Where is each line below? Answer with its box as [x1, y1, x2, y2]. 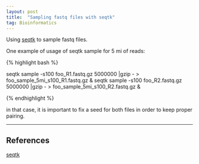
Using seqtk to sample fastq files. [6, 36, 88, 43]
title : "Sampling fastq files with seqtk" [6, 14, 115, 20]
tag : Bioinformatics [6, 20, 57, 26]
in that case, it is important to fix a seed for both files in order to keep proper [6, 106, 192, 113]
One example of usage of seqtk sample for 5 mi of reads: [6, 48, 145, 55]
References [6, 135, 50, 146]
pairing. [6, 112, 25, 119]
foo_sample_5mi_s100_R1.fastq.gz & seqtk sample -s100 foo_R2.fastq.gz [6, 77, 182, 84]
